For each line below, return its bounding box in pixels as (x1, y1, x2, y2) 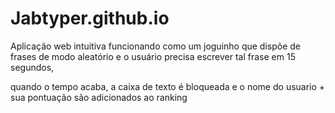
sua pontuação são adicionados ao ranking (10, 91, 188, 103)
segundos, (10, 61, 55, 73)
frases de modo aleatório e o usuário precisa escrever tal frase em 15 (10, 50, 296, 62)
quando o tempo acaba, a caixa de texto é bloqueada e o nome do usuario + (10, 80, 326, 92)
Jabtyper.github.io (10, 7, 170, 30)
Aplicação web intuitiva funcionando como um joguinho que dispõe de (10, 40, 302, 52)
